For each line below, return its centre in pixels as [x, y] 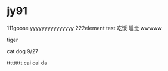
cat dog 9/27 [23, 51]
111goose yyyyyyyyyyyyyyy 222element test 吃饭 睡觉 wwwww [85, 28]
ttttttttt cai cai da [27, 63]
